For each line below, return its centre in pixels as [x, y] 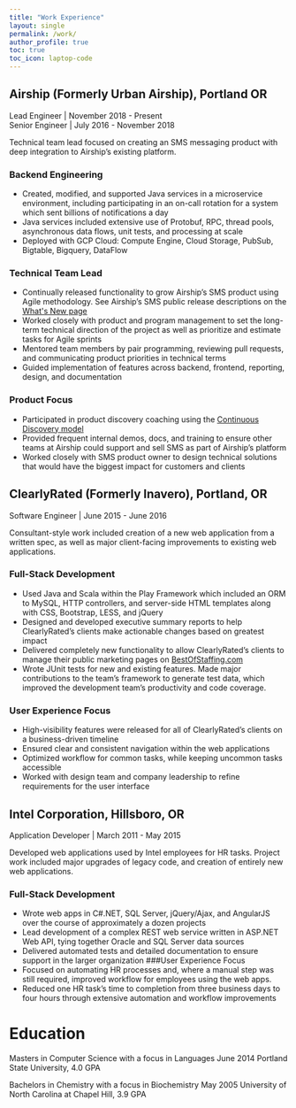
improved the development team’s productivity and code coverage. [144, 688]
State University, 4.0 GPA [55, 1068]
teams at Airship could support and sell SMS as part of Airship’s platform [154, 447]
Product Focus [41, 400]
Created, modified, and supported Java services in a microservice [142, 194]
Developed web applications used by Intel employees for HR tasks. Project [144, 852]
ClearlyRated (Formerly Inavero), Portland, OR [138, 494]
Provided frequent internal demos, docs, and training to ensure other [147, 438]
